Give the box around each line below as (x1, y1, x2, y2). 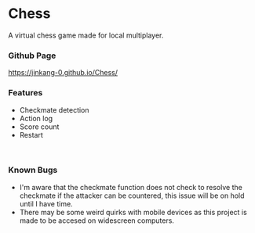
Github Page (8, 50, 56, 61)
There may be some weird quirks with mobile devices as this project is (19, 207, 247, 217)
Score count (19, 122, 60, 131)
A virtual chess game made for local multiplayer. (8, 30, 164, 40)
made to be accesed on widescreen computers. (19, 216, 175, 225)
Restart (19, 130, 43, 139)
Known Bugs (8, 165, 58, 176)
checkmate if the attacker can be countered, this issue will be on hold (19, 191, 245, 200)
